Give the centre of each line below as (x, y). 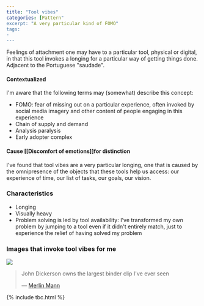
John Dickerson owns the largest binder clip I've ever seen (95, 274)
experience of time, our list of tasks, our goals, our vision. (79, 177)
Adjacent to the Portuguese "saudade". (56, 65)
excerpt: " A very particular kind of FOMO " (63, 23)
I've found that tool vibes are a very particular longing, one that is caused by (102, 165)
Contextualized (26, 79)
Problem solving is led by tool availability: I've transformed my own (99, 220)
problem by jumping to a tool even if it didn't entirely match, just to (98, 226)
